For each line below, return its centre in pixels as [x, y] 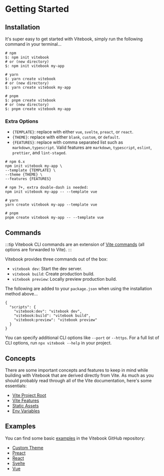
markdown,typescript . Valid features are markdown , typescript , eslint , [82, 148]
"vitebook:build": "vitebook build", [52, 316]
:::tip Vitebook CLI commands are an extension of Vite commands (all [75, 244]
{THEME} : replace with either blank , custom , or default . [66, 137]
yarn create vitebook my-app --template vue [51, 205]
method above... [22, 294]
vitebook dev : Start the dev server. [47, 269]
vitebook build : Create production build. [53, 274]
